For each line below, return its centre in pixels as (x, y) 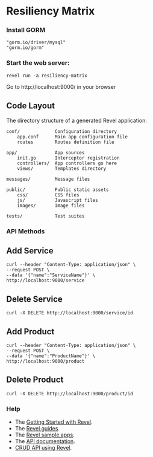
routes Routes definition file (66, 142)
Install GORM (26, 30)
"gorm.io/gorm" (25, 48)
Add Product (30, 332)
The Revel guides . (37, 429)
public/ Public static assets (58, 190)
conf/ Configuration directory (62, 131)
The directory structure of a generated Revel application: (77, 120)
